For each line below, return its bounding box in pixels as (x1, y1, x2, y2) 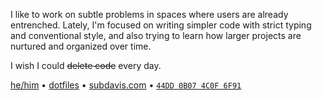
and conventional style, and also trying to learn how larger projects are (10, 30, 302, 41)
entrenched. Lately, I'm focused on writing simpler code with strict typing (10, 19, 312, 31)
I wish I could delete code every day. (10, 60, 162, 71)
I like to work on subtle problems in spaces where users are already (10, 9, 289, 20)
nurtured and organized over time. (10, 40, 152, 52)
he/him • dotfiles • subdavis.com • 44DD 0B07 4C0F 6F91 (10, 79, 242, 91)
